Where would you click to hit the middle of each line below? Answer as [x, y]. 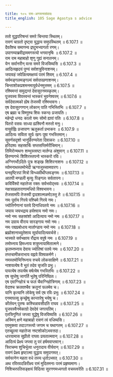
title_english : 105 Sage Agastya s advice [48, 18]
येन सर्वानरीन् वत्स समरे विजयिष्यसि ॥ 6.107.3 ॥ [43, 63]
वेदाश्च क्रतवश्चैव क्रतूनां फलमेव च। [32, 287]
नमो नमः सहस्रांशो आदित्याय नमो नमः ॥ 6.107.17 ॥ [44, 216]
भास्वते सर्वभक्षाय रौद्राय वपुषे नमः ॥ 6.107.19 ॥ [41, 238]
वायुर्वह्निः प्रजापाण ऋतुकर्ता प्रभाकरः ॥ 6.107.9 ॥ [42, 129]
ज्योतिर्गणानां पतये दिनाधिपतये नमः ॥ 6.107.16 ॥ [42, 205]
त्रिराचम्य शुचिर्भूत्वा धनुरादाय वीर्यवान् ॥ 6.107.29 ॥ [44, 347]
